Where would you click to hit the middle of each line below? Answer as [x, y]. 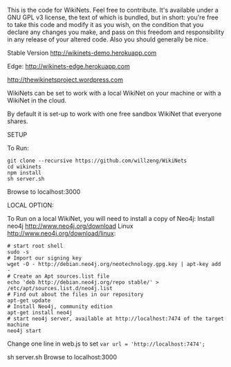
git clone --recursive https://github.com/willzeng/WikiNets [97, 161]
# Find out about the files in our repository [75, 294]
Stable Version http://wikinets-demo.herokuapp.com [82, 53]
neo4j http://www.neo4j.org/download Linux [70, 226]
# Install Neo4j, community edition [60, 307]
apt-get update [29, 301]
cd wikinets [24, 167]
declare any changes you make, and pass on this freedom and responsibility [116, 32]
